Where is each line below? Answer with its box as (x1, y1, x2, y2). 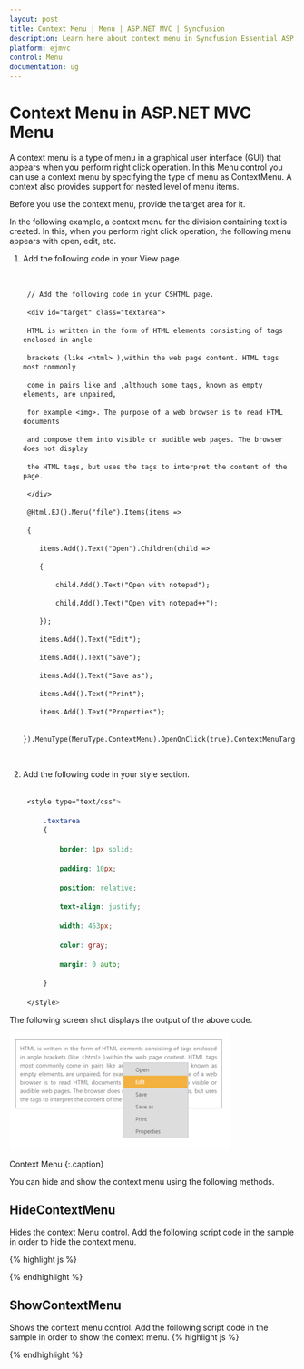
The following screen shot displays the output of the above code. (9, 1015, 253, 1026)
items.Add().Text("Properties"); (39, 707, 166, 716)
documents (22, 417, 61, 426)
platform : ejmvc (9, 44, 71, 53)
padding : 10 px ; (59, 863, 117, 873)
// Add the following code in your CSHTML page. (26, 290, 215, 299)
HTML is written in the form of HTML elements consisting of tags (26, 326, 283, 335)
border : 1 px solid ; (59, 845, 133, 854)
